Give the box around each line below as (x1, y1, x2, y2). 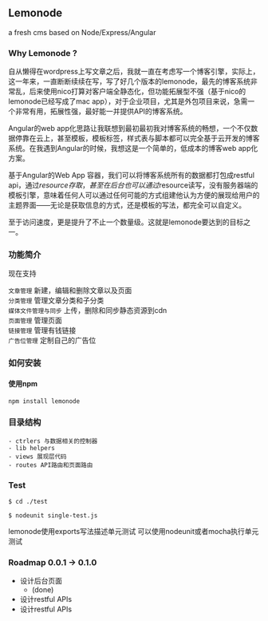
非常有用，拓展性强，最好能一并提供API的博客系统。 (14, 107, 187, 117)
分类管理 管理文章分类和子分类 (8, 295, 104, 306)
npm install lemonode (8, 397, 81, 405)
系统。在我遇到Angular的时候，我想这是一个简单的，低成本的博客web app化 (8, 144, 258, 153)
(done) (31, 585, 54, 595)
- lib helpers (8, 444, 56, 452)
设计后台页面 (19, 576, 62, 586)
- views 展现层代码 (8, 453, 67, 461)
